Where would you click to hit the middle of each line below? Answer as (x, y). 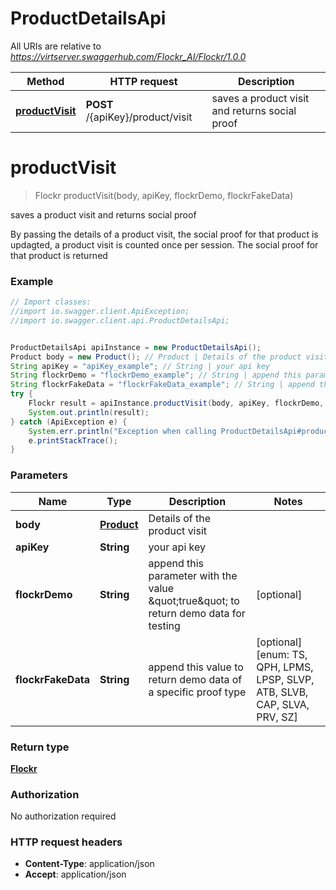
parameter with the (193, 575)
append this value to (196, 667)
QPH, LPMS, (285, 667)
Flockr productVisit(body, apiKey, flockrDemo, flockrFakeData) (164, 195)
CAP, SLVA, (283, 704)
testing (164, 625)
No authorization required (63, 816)
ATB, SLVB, (282, 692)
